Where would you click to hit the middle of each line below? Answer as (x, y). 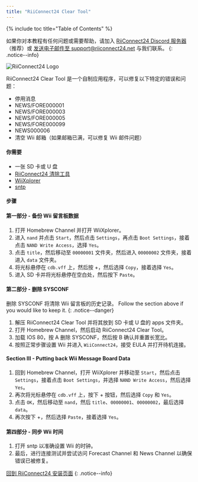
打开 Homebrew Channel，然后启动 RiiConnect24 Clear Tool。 (91, 330)
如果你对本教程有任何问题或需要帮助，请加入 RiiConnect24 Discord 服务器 (96, 41)
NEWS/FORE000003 (40, 111)
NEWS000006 (32, 130)
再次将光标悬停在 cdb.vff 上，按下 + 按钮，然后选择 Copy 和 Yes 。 (94, 395)
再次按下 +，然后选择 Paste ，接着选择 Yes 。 (68, 417)
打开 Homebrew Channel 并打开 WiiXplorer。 (69, 230)
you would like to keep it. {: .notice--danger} (60, 310)
